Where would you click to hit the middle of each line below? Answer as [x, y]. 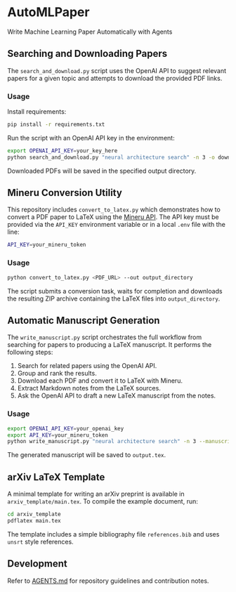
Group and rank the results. [57, 374]
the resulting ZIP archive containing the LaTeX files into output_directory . [114, 298]
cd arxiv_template [34, 514]
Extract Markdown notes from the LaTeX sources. [89, 388]
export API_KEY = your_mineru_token [58, 435]
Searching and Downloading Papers [87, 54]
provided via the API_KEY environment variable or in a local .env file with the [117, 225]
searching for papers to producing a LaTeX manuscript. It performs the [110, 345]
